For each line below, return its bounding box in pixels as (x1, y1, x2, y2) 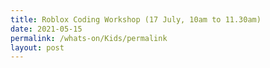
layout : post (10, 42, 65, 53)
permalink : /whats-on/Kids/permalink (10, 33, 168, 43)
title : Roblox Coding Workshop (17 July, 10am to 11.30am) (10, 14, 262, 25)
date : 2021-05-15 (10, 24, 83, 34)
